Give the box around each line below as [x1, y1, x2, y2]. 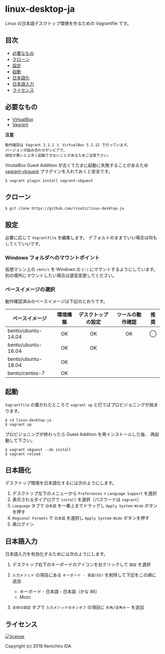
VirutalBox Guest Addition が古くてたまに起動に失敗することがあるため [5, 162, 149, 168]
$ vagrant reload [5, 452, 41, 457]
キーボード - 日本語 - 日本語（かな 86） [19, 589, 100, 594]
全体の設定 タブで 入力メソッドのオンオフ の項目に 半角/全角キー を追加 [12, 604, 144, 610]
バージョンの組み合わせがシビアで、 [5, 148, 67, 153]
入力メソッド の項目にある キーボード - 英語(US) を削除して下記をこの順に [12, 572, 156, 578]
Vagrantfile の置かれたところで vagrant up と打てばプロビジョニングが [5, 401, 150, 407]
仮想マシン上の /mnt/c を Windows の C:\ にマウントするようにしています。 [5, 266, 158, 272]
